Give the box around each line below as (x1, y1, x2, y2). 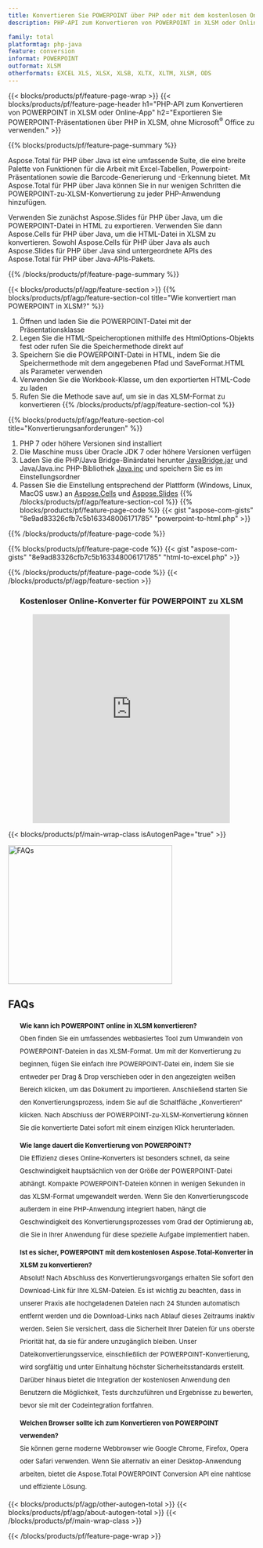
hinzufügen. (8, 198, 47, 207)
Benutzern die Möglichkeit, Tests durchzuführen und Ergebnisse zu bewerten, (19, 1388, 254, 1397)
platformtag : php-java (8, 40, 82, 48)
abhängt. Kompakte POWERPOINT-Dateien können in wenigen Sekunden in (19, 1178, 246, 1188)
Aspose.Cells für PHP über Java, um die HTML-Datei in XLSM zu (8, 229, 217, 239)
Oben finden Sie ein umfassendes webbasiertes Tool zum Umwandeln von (19, 1033, 243, 1043)
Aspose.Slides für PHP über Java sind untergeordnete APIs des (8, 246, 213, 256)
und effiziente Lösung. (19, 1482, 88, 1491)
